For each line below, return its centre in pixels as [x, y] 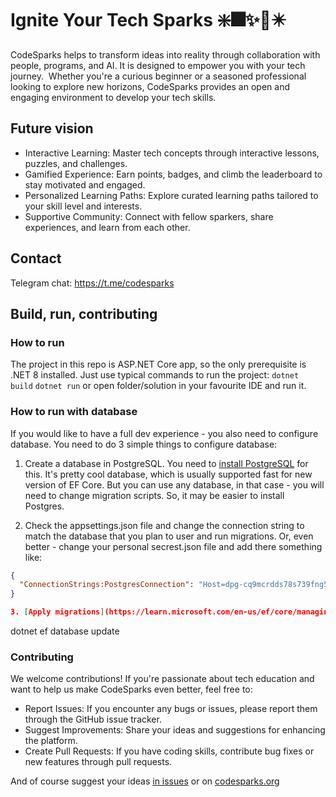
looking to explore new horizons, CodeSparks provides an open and [150, 86]
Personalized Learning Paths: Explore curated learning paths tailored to [171, 195]
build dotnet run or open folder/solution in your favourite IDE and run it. [158, 386]
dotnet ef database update [65, 631]
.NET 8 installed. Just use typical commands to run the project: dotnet [155, 375]
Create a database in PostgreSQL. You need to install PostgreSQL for [166, 463]
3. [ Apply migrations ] [57, 612]
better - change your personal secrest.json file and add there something [173, 546]
